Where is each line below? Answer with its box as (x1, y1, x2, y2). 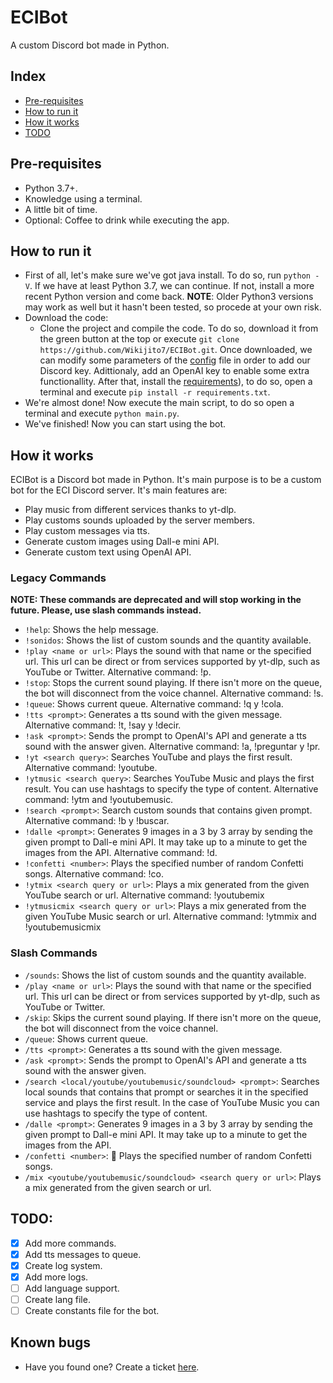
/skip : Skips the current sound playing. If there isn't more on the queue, (24, 1011, 322, 1023)
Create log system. (24, 1259, 103, 1271)
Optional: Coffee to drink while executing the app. (24, 214, 230, 226)
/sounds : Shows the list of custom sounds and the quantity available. (24, 969, 307, 981)
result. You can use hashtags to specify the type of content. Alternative (24, 783, 319, 795)
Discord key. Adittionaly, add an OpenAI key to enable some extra (39, 365, 310, 377)
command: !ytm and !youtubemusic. (24, 794, 174, 806)
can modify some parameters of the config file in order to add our (39, 354, 311, 366)
